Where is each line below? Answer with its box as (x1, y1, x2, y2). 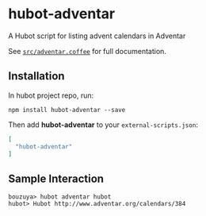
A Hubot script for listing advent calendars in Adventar (8, 31, 186, 40)
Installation (8, 69, 65, 83)
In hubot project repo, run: (8, 91, 94, 100)
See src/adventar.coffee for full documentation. (8, 46, 166, 56)
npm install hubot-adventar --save (8, 106, 126, 114)
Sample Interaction (8, 172, 105, 185)
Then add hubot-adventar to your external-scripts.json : (8, 120, 198, 129)
